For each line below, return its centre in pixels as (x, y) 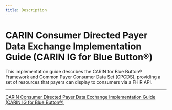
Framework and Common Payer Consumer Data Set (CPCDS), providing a (83, 77)
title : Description (26, 10)
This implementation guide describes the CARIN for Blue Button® (74, 71)
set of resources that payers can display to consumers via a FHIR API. (79, 82)
